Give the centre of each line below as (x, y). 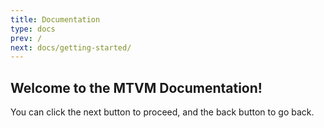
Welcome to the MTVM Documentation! (136, 87)
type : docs (33, 29)
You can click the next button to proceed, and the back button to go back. (162, 112)
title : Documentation (55, 19)
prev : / (26, 38)
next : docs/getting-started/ (71, 47)
